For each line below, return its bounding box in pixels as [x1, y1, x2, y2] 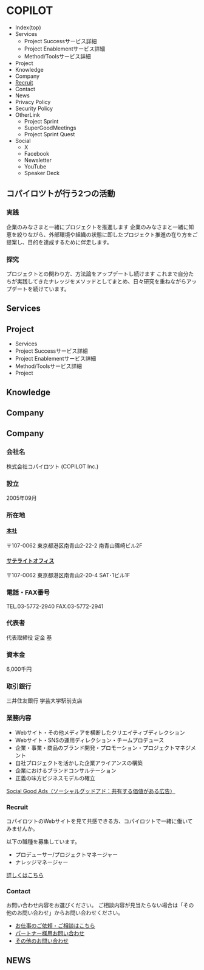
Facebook [24, 150, 50, 157]
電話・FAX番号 [6, 588, 50, 597]
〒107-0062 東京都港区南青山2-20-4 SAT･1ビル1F [6, 572, 131, 579]
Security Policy [15, 105, 53, 112]
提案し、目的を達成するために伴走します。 [6, 238, 112, 246]
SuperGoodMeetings [24, 124, 76, 131]
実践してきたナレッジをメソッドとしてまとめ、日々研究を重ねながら [16, 277, 187, 285]
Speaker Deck [24, 169, 59, 176]
